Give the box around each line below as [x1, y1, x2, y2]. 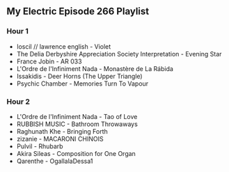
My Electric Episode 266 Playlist [6, 6, 150, 17]
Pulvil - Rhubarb [16, 142, 63, 150]
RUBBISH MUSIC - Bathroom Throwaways [16, 120, 139, 128]
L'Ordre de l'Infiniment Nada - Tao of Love [16, 112, 138, 120]
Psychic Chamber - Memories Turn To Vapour [16, 79, 149, 88]
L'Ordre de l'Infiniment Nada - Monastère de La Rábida [16, 64, 173, 72]
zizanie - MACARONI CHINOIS [16, 134, 104, 143]
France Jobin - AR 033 [16, 57, 82, 65]
